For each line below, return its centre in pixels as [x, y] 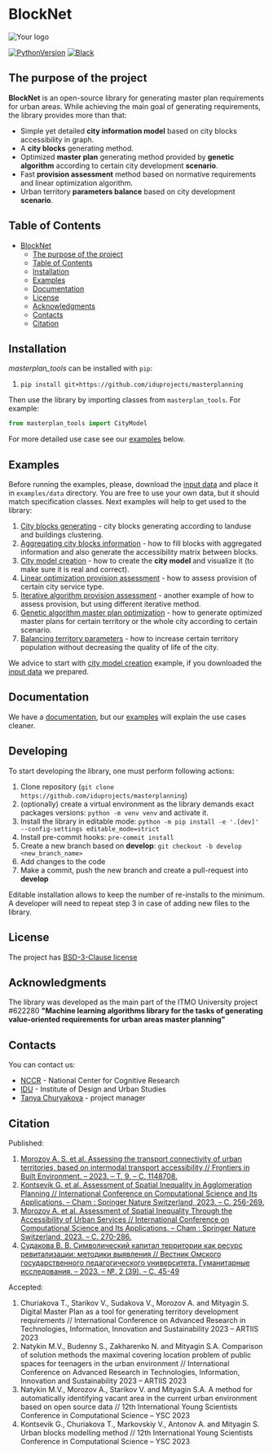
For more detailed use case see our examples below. [97, 439]
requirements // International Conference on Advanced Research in [133, 1320]
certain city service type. [62, 586]
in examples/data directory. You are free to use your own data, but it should [134, 493]
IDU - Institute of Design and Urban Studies [93, 1089]
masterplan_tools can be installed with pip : [81, 368]
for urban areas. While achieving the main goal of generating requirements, [134, 106]
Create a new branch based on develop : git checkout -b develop [131, 846]
